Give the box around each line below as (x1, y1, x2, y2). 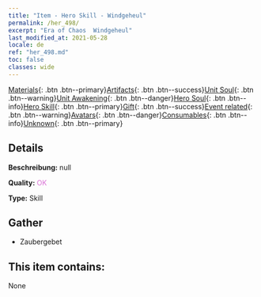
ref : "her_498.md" (8, 48, 69, 56)
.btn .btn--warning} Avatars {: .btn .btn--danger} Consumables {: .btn (8, 110, 227, 120)
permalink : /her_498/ (8, 19, 80, 27)
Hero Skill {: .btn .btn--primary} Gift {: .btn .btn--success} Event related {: (23, 101, 253, 111)
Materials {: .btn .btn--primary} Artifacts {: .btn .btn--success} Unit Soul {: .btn (8, 85, 255, 94)
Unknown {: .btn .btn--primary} (23, 118, 123, 128)
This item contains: (8, 260, 105, 273)
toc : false (8, 56, 44, 64)
